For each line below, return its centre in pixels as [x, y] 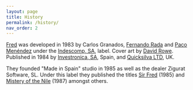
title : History [25, 17]
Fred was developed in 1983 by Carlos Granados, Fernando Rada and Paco [97, 45]
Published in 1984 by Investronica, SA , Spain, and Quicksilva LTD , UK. [90, 57]
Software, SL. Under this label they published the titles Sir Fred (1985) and [95, 75]
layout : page [22, 11]
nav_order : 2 [22, 28]
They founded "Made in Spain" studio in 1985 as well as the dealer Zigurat [96, 69]
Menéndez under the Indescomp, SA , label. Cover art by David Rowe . [90, 51]
